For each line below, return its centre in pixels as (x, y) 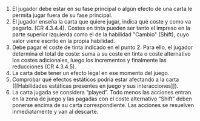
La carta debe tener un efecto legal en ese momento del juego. (91, 73)
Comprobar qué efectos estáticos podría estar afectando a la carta (95, 79)
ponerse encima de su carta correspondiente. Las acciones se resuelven (103, 105)
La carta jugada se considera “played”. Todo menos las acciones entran (102, 92)
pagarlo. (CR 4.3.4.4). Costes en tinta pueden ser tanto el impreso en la (101, 28)
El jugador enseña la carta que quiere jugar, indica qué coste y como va (102, 21)
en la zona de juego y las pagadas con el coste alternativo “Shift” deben (102, 99)
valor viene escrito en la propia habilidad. (63, 41)
